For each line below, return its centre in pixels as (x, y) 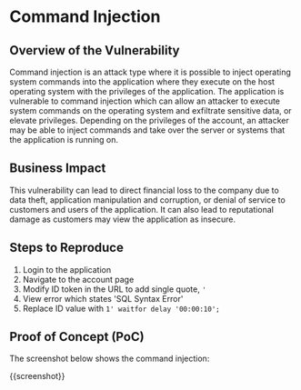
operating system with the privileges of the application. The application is (147, 91)
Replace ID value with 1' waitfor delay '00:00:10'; (121, 308)
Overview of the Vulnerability (95, 50)
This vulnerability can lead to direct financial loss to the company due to (144, 190)
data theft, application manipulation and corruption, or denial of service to (148, 200)
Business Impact (58, 169)
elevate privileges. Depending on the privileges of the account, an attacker (149, 120)
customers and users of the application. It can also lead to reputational (142, 209)
